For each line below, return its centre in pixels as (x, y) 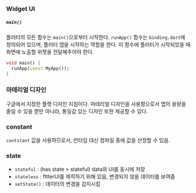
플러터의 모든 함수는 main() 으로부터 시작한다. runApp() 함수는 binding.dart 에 (96, 37)
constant (19, 127)
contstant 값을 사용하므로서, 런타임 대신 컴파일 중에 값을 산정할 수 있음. (88, 140)
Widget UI (21, 9)
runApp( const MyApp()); (40, 68)
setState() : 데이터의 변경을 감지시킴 (58, 184)
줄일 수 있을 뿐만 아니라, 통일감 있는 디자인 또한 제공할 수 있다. (77, 111)
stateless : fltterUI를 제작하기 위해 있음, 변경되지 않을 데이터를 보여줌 (95, 177)
